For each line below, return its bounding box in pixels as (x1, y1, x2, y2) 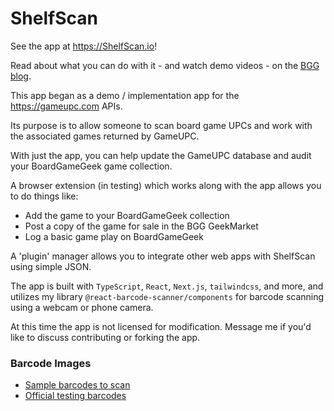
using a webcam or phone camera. (10, 301, 154, 313)
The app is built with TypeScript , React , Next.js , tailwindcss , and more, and (10, 280, 324, 292)
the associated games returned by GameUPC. (10, 130, 200, 142)
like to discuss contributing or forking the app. (10, 331, 201, 343)
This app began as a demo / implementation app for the (10, 89, 240, 101)
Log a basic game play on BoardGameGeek (24, 230, 204, 242)
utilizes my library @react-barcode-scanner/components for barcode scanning (10, 290, 325, 302)
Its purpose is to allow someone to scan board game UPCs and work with (10, 119, 313, 131)
